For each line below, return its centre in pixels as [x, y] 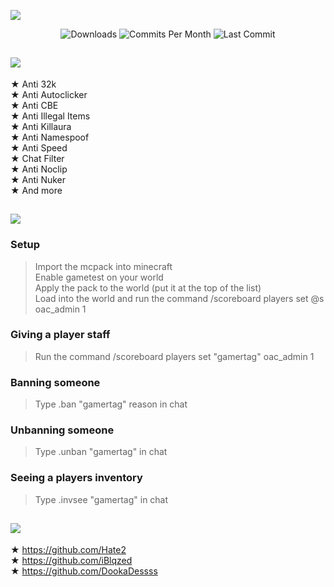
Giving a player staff [60, 335]
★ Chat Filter [37, 158]
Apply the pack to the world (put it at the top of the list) [148, 287]
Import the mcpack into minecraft [103, 266]
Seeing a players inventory [76, 478]
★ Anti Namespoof [50, 137]
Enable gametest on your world [99, 277]
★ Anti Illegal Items [50, 116]
